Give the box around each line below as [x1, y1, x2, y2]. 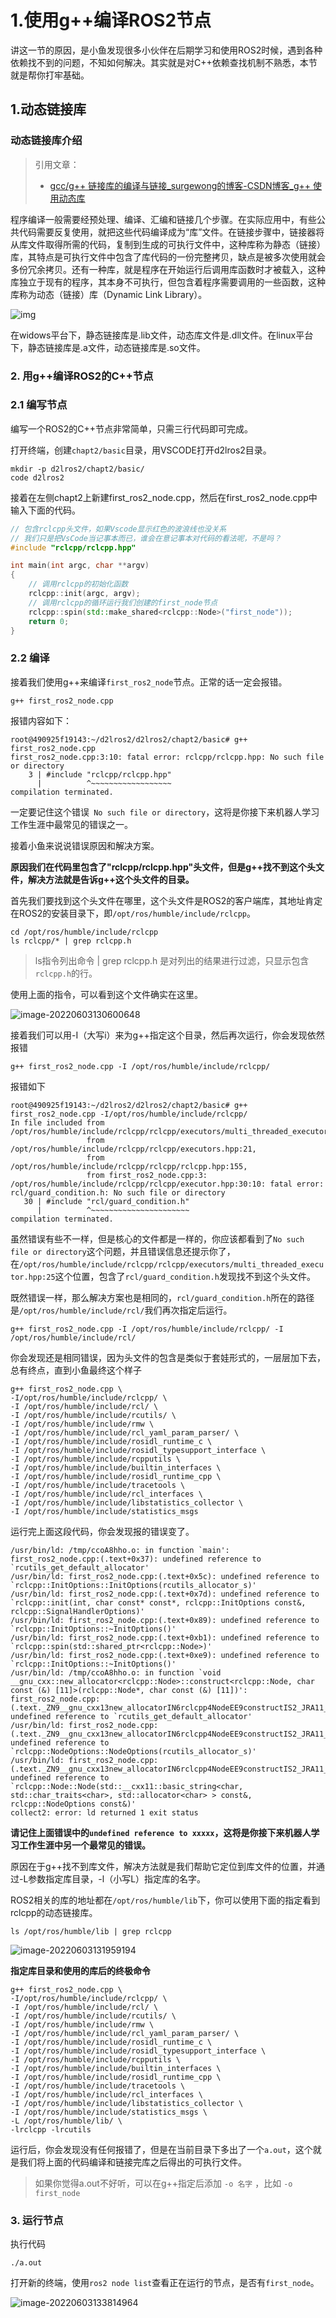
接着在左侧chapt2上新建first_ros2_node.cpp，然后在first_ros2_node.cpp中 [10, 491, 318, 503]
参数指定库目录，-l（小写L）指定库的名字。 [28, 1872, 207, 1885]
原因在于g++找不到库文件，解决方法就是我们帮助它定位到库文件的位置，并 [10, 1860, 317, 1872]
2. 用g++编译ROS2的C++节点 [10, 369, 154, 383]
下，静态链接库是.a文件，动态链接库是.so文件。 [10, 341, 206, 353]
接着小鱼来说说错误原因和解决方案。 [10, 839, 160, 851]
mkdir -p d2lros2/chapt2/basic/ [10, 464, 145, 474]
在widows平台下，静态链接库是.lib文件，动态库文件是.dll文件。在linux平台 [10, 329, 314, 341]
